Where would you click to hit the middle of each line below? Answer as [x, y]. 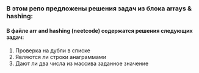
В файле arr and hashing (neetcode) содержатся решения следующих [100, 30]
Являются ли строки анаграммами [61, 57]
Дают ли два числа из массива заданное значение [82, 64]
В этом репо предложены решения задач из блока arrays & [99, 9]
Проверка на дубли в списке [52, 50]
